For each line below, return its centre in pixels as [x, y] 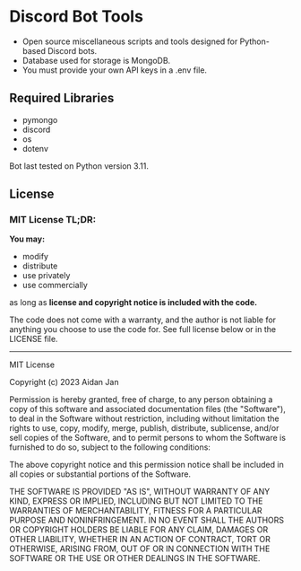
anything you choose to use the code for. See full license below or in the [142, 329]
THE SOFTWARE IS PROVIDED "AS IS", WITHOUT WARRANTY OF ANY [140, 492]
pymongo [40, 119]
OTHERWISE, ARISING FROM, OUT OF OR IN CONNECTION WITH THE [140, 549]
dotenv [35, 148]
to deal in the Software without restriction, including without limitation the [144, 418]
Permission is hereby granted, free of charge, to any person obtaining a [141, 400]
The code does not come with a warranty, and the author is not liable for [142, 320]
